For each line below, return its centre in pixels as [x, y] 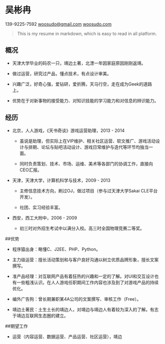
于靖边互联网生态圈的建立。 [40, 315]
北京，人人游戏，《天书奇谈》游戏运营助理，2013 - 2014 [68, 130]
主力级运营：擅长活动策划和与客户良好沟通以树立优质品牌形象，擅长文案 [85, 259]
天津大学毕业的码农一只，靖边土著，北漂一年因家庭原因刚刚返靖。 [79, 63]
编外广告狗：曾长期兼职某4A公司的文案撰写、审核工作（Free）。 [77, 299]
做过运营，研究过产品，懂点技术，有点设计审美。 [62, 73]
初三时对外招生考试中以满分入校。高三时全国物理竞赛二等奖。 [82, 228]
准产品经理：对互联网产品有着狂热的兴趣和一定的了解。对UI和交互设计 [83, 276]
